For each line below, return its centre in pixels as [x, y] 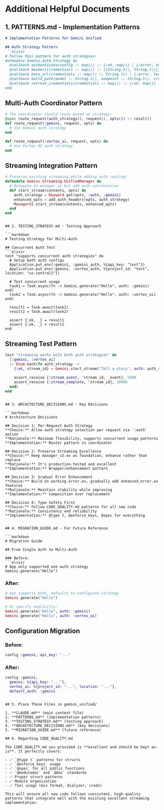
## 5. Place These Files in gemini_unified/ [51, 704]
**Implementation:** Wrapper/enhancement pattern [57, 468]
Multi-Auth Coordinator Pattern [54, 103]
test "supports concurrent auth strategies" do [54, 256]
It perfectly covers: [40, 751]
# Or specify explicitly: [31, 606]
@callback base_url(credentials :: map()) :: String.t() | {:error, [81, 74]
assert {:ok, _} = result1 [37, 320]
